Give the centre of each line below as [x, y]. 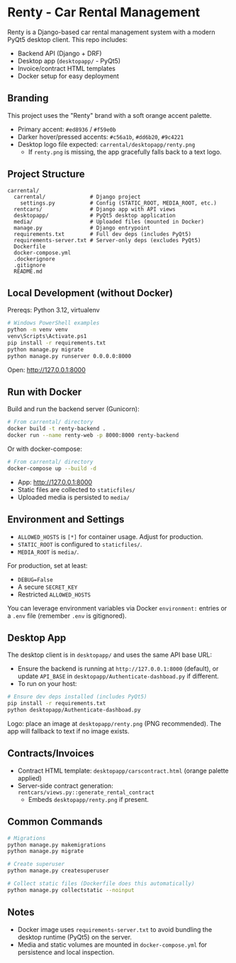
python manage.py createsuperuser [58, 871]
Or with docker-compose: [45, 449]
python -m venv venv [38, 330]
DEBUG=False [35, 580]
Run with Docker [45, 392]
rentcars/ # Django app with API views [95, 209]
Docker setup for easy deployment [68, 76]
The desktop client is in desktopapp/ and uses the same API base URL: [110, 655]
